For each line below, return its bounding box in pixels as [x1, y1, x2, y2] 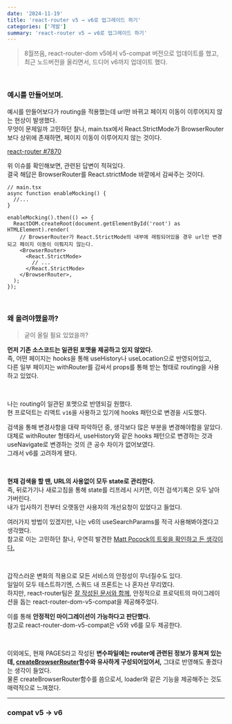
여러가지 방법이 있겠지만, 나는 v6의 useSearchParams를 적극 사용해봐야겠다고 [7, 517, 220, 526]
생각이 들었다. [14, 666, 52, 674]
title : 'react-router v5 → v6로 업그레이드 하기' [7, 17, 142, 24]
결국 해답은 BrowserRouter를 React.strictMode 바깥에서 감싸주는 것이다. [7, 170, 205, 178]
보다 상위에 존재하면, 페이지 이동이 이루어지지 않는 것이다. [7, 133, 162, 142]
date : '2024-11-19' [7, 10, 64, 17]
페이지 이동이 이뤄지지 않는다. [19, 241, 94, 248]
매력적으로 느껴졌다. [7, 683, 61, 691]
